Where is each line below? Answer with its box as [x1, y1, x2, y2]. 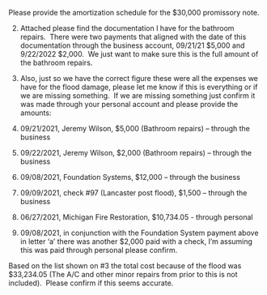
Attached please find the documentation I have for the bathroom [19, 24, 235, 32]
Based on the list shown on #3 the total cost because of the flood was [8, 261, 242, 271]
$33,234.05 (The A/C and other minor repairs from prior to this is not [8, 270, 238, 279]
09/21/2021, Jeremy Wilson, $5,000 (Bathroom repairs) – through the [19, 124, 251, 133]
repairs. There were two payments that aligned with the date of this [19, 32, 247, 41]
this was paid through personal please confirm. [19, 246, 178, 254]
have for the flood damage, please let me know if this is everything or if [19, 82, 258, 92]
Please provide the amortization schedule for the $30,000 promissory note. [8, 8, 260, 17]
